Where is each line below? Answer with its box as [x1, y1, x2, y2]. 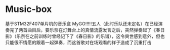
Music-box [5, 3, 52, 15]
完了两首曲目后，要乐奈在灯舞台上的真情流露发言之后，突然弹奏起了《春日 [9, 26, 165, 33]
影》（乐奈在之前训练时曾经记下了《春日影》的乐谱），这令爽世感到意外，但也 [5, 33, 165, 39]
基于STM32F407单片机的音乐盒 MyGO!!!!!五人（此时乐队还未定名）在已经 [5, 20, 158, 26]
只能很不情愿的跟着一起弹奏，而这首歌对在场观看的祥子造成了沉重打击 [5, 39, 152, 45]
